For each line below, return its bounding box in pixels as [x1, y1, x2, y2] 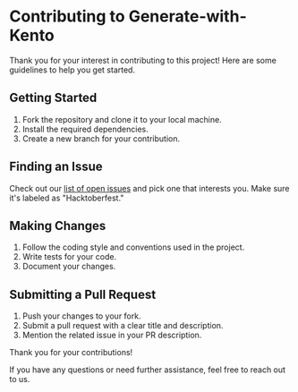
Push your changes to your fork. [21, 311, 141, 321]
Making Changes [9, 217, 106, 234]
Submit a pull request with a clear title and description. [21, 320, 224, 331]
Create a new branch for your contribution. [21, 132, 181, 144]
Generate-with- [128, 6, 248, 27]
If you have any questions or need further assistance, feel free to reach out [9, 364, 286, 375]
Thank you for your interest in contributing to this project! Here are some [9, 55, 277, 65]
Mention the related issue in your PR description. [21, 329, 202, 341]
